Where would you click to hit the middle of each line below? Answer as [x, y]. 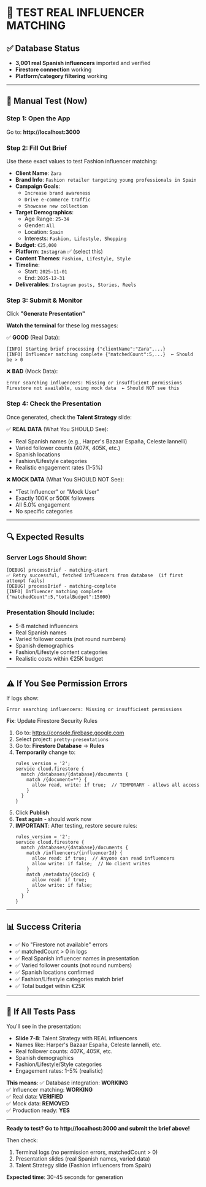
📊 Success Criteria [44, 927]
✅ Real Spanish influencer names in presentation [77, 959]
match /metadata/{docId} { [61, 874]
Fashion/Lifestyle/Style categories [59, 1064]
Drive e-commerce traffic [57, 200]
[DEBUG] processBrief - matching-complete [61, 586]
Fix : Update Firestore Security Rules [52, 721]
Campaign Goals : [37, 186]
